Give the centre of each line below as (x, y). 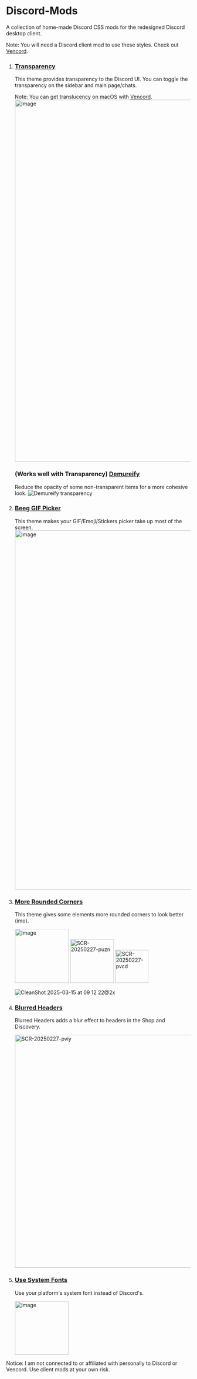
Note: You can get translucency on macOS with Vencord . (83, 97)
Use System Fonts (41, 1280)
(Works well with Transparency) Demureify (77, 474)
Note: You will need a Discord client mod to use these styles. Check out (92, 45)
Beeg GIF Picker (38, 509)
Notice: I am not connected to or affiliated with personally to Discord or (92, 1363)
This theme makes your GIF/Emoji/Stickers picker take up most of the (98, 521)
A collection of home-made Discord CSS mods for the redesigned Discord (96, 27)
